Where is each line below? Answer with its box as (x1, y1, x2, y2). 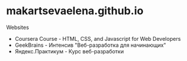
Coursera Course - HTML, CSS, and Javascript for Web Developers (14, 35, 181, 42)
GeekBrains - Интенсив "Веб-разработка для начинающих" (14, 41, 166, 49)
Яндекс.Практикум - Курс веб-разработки (14, 47, 124, 54)
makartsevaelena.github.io (6, 4, 144, 18)
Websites (6, 24, 29, 31)
